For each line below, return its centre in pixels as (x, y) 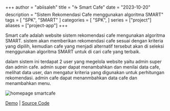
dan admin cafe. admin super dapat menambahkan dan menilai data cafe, (83, 67)
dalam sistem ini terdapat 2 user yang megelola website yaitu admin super (84, 61)
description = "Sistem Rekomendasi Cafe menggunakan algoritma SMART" (84, 15)
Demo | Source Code (27, 103)
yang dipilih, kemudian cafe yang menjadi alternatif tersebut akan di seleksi (85, 46)
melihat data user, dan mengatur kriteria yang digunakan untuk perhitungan (85, 72)
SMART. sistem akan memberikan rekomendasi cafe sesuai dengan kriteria (84, 41)
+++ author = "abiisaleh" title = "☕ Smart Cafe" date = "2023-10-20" (78, 7)
